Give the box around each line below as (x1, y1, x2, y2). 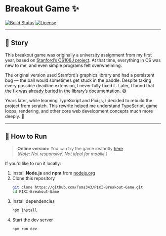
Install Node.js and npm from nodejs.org (12, 170, 95, 176)
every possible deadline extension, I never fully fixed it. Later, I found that (5, 82, 155, 88)
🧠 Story (5, 39, 29, 47)
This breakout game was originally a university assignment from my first (5, 52, 152, 58)
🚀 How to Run (5, 132, 47, 141)
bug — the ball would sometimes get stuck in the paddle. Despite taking (5, 77, 152, 83)
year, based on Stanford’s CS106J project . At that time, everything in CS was (5, 57, 161, 63)
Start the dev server (12, 217, 53, 223)
